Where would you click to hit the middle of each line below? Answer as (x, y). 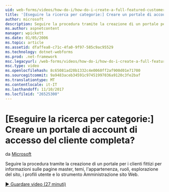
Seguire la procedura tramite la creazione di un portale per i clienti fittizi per (83, 164)
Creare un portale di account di (71, 129)
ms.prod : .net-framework (31, 57)
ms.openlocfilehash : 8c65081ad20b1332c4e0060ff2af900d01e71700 (73, 71)
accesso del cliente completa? (70, 140)
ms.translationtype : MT (30, 80)
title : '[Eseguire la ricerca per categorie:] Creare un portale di (78, 15)
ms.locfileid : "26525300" (32, 94)
